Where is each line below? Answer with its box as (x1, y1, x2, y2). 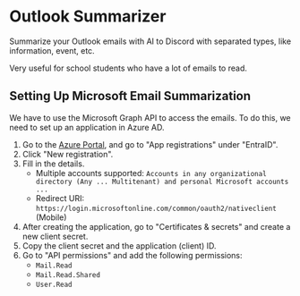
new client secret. (21, 231, 89, 241)
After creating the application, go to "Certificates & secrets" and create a (21, 221, 291, 232)
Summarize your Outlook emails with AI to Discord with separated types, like (9, 36, 292, 47)
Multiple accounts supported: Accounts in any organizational (35, 167, 267, 178)
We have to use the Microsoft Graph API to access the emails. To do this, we (9, 112, 291, 123)
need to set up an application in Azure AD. (9, 122, 165, 132)
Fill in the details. (21, 158, 85, 169)
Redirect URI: (35, 192, 85, 203)
